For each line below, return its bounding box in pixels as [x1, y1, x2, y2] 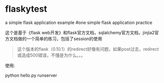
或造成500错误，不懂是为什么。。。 [17, 52, 86, 58]
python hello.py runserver [5, 72, 57, 78]
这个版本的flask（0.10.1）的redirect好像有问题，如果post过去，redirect [17, 46, 159, 52]
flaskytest [5, 3, 47, 15]
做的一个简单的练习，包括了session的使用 [18, 36, 102, 41]
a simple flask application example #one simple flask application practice [5, 20, 153, 25]
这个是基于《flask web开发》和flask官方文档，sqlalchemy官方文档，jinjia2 [5, 29, 155, 35]
